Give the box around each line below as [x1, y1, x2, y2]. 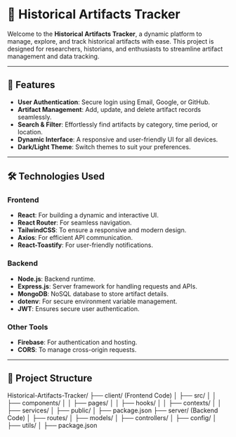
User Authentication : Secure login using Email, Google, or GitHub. [17, 98, 211, 106]
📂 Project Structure [7, 372, 93, 384]
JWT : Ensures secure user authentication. [17, 304, 140, 312]
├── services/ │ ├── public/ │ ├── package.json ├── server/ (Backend [7, 406, 218, 414]
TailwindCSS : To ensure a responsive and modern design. [17, 226, 187, 234]
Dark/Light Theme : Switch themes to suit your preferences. [17, 142, 191, 151]
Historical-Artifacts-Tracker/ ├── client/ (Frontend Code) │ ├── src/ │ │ [7, 391, 217, 400]
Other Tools [7, 322, 48, 331]
